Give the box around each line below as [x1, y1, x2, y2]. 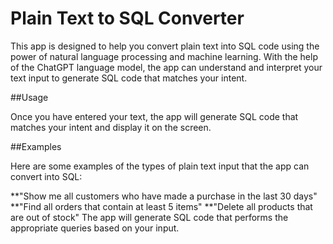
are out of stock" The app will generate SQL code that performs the [10, 211, 289, 223]
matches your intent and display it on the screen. [10, 121, 212, 133]
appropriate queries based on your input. [10, 222, 180, 234]
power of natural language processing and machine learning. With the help [10, 50, 318, 62]
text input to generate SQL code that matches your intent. [10, 72, 248, 84]
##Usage [10, 91, 49, 103]
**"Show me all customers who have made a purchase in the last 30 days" [10, 190, 318, 202]
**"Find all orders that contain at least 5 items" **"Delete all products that [10, 200, 313, 212]
